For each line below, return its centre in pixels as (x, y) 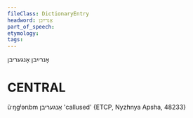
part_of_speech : (31, 27)
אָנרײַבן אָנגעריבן (28, 59)
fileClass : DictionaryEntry (48, 14)
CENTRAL (36, 88)
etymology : (23, 33)
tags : (15, 40)
